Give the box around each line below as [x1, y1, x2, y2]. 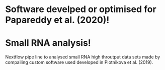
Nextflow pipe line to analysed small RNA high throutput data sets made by [5, 54, 160, 60]
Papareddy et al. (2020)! [5, 14, 110, 26]
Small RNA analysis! [5, 37, 92, 49]
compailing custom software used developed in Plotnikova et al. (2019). [5, 59, 153, 65]
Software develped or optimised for [5, 4, 157, 15]
